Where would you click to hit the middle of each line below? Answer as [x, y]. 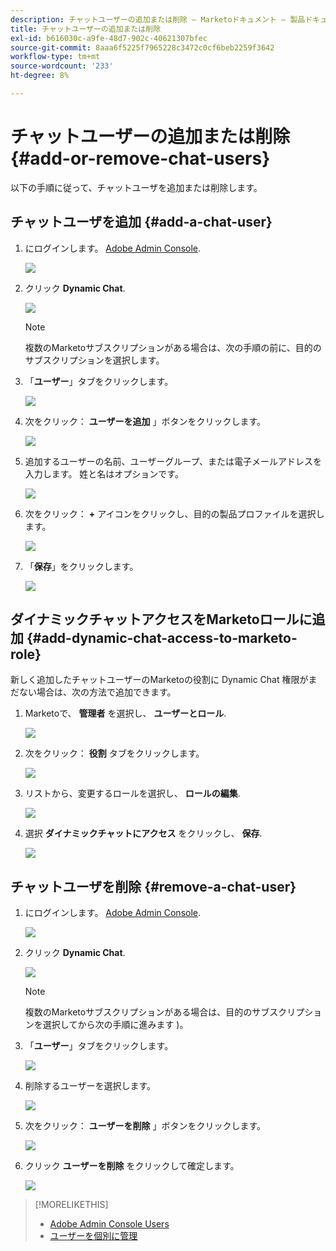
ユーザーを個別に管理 [93, 1236]
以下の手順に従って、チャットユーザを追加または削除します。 [136, 187]
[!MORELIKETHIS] [71, 1205]
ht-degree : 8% [40, 76]
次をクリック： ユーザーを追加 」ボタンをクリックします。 [145, 421]
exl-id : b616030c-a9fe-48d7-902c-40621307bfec [109, 38]
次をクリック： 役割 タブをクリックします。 [114, 753]
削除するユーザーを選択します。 [90, 1086]
